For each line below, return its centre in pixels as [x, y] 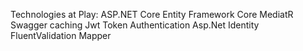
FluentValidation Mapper [61, 35]
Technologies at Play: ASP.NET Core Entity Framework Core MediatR [152, 14]
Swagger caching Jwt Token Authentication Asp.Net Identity [135, 25]
